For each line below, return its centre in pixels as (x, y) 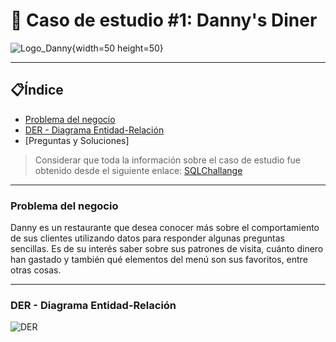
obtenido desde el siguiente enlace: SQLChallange (138, 170)
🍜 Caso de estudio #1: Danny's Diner (164, 20)
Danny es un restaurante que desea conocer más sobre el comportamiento (165, 228)
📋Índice (37, 90)
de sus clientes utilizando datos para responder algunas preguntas (148, 238)
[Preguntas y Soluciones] (77, 140)
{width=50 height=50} (117, 48)
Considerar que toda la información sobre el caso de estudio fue (168, 160)
